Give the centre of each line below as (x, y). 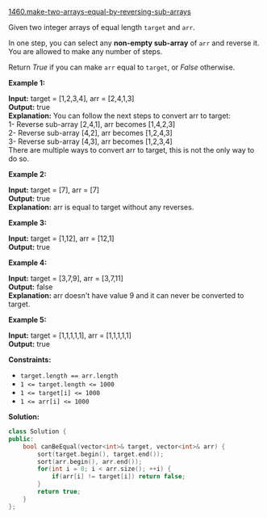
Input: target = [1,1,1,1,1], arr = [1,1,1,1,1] (70, 335)
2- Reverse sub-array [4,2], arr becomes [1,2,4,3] (91, 133)
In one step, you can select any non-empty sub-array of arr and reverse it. (134, 43)
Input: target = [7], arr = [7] (54, 190)
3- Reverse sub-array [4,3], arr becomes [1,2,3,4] (91, 141)
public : (21, 439)
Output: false (31, 287)
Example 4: (27, 263)
